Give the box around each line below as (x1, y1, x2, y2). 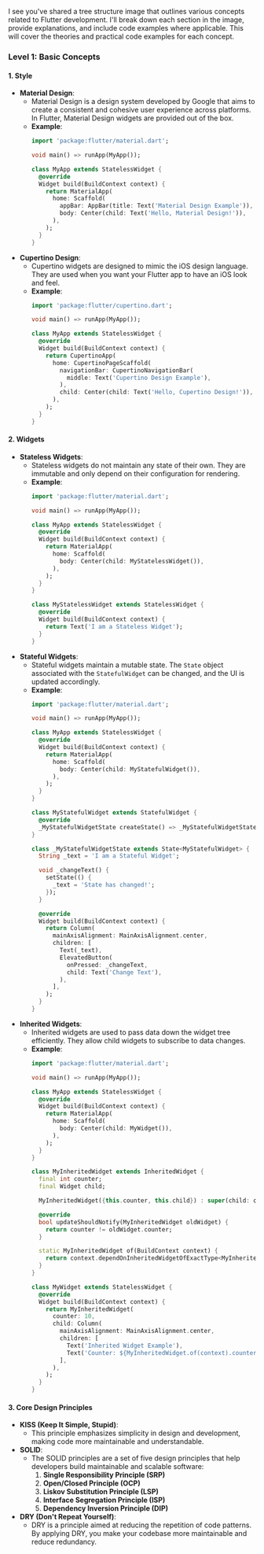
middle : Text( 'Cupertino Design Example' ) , (66, 374, 211, 382)
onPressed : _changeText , (66, 961, 148, 969)
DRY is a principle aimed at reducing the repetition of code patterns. (31, 1520, 252, 1530)
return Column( (46, 925, 96, 932)
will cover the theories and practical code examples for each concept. (8, 31, 234, 41)
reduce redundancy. (31, 1537, 97, 1547)
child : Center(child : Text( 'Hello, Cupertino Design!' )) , (59, 389, 254, 397)
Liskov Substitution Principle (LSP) (42, 1487, 159, 1497)
